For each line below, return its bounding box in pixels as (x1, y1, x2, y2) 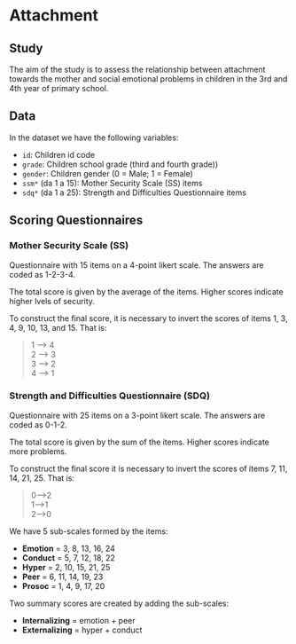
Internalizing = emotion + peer (21, 615, 136, 625)
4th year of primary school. (9, 83, 109, 93)
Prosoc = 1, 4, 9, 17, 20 (21, 580, 105, 591)
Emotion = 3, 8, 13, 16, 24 (21, 543, 115, 554)
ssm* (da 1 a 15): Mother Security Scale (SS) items (21, 177, 203, 188)
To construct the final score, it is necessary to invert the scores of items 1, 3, (9, 312, 288, 324)
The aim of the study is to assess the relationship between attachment (9, 64, 266, 75)
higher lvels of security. (9, 295, 96, 306)
